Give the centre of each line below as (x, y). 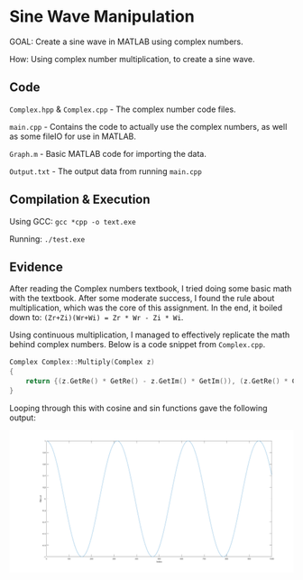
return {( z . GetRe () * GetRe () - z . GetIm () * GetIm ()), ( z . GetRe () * (157, 382)
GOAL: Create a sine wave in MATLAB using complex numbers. (126, 41)
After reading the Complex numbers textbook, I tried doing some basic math (151, 289)
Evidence (36, 267)
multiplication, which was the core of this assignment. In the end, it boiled (146, 308)
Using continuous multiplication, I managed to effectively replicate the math (150, 335)
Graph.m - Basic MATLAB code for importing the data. (108, 153)
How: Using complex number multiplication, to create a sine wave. (132, 59)
